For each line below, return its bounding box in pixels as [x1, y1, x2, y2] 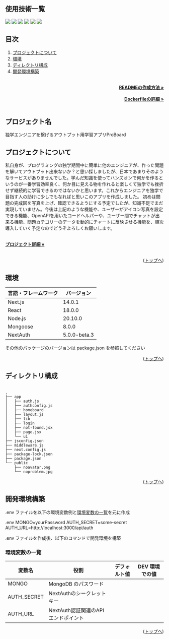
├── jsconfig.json [5, 438, 44, 443]
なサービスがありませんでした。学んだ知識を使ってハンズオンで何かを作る [5, 175, 159, 181]
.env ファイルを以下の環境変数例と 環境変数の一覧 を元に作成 [5, 509, 130, 515]
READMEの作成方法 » [119, 84, 164, 90]
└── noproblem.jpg [14, 469, 53, 474]
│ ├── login [5, 420, 35, 426]
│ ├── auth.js [5, 399, 39, 404]
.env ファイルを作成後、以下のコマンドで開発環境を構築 [5, 535, 122, 541]
